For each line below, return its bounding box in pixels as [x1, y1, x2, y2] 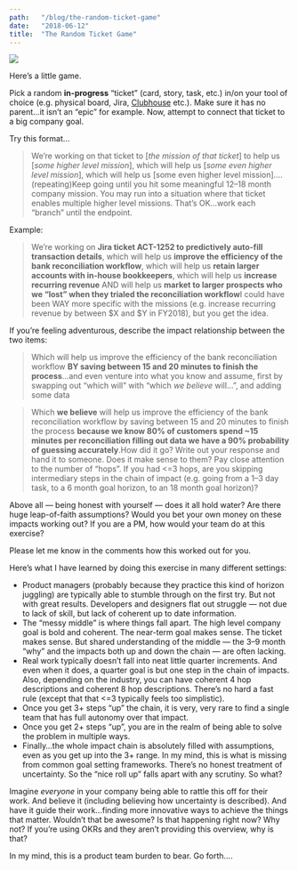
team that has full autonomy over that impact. [21, 713, 189, 723]
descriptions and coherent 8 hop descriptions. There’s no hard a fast [21, 684, 274, 695]
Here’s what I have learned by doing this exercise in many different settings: [9, 562, 287, 574]
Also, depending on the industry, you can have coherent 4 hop [21, 674, 252, 685]
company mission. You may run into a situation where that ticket [30, 189, 266, 199]
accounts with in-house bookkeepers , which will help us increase [30, 270, 278, 281]
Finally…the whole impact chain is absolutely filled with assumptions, [21, 740, 275, 752]
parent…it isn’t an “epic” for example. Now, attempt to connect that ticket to [9, 107, 286, 117]
